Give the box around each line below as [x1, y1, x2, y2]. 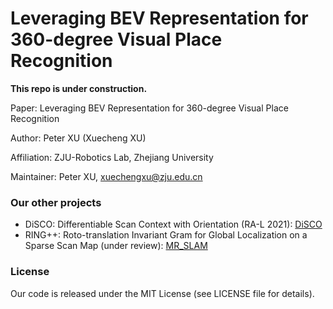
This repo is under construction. [10, 82, 148, 94]
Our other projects [10, 195, 102, 209]
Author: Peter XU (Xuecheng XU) [10, 132, 147, 144]
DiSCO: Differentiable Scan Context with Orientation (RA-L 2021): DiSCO [24, 218, 323, 231]
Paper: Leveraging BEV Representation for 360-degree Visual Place [10, 102, 289, 114]
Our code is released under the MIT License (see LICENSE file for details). [10, 287, 315, 299]
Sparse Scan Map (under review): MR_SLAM [24, 240, 208, 252]
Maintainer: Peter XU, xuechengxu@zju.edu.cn [10, 170, 203, 182]
